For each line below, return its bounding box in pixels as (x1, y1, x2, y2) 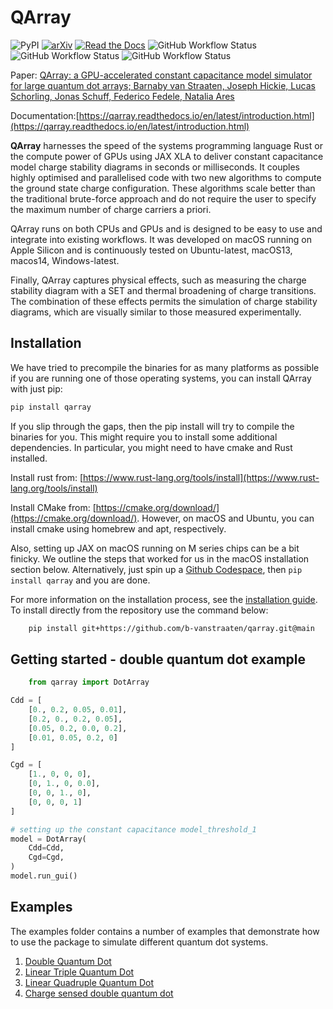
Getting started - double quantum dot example (10, 651, 307, 668)
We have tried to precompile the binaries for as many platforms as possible (10, 361, 320, 373)
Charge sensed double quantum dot (24, 987, 174, 999)
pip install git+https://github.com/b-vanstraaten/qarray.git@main (28, 623, 315, 633)
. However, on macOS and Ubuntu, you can (136, 512, 315, 524)
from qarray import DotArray (28, 677, 150, 688)
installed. (10, 452, 48, 464)
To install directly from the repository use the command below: (10, 604, 269, 616)
